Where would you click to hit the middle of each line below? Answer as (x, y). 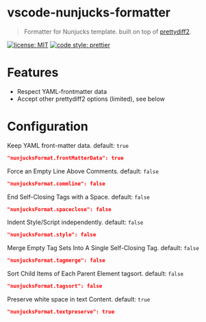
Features (33, 73)
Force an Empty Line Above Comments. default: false (83, 171)
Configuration (48, 126)
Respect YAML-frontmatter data (62, 91)
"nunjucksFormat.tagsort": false (55, 286)
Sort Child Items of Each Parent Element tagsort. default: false (95, 274)
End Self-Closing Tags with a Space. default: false (79, 197)
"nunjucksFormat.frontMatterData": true (66, 158)
